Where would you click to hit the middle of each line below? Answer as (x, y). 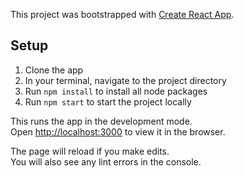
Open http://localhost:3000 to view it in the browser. (118, 131)
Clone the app (54, 70)
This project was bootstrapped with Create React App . (122, 14)
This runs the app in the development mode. (101, 121)
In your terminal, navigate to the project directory (125, 80)
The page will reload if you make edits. (90, 151)
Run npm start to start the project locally (108, 101)
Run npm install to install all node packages (116, 91)
